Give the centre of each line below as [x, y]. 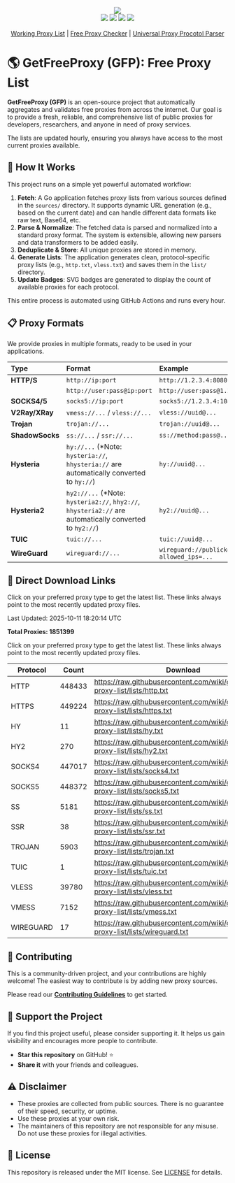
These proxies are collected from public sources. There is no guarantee [120, 1103]
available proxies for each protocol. [68, 287]
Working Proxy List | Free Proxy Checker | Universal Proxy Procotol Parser [117, 34]
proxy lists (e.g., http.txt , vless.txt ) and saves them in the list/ [112, 264]
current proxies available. [44, 145]
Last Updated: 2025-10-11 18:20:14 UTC [64, 618]
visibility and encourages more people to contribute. [83, 1041]
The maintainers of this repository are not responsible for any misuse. [117, 1126]
